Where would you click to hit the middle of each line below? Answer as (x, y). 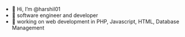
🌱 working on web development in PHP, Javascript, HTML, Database (95, 21)
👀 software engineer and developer (55, 15)
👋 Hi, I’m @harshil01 (36, 9)
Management (28, 28)
